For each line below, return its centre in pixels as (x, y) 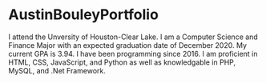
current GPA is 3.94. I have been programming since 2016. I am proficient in (133, 53)
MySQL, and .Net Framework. (57, 70)
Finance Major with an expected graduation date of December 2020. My (127, 45)
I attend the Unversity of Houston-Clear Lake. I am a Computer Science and (133, 37)
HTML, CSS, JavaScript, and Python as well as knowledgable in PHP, (122, 62)
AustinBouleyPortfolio (83, 15)
